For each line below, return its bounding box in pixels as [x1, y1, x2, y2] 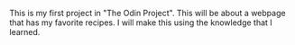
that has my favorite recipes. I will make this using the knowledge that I [9, 17, 272, 28]
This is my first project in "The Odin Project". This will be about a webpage [9, 8, 286, 18]
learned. [9, 27, 41, 37]
